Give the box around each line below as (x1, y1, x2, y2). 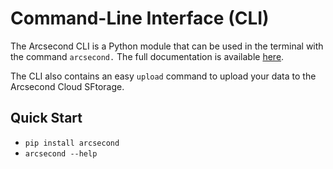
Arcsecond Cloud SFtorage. (10, 80, 125, 92)
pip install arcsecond (24, 138, 120, 148)
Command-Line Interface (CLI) (10, 7, 270, 30)
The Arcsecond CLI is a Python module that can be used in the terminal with (10, 40, 324, 52)
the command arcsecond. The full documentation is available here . (10, 50, 285, 62)
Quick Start (10, 110, 83, 127)
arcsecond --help (24, 148, 98, 159)
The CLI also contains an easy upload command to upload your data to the (10, 70, 317, 82)
